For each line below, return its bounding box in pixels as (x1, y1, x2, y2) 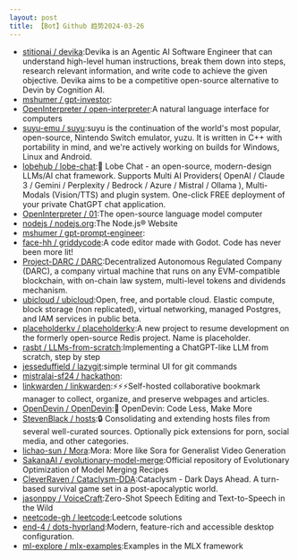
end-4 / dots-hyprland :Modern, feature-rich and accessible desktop (21, 521, 275, 532)
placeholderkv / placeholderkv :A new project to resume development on (21, 322, 290, 333)
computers (21, 113, 63, 124)
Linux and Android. (21, 151, 92, 162)
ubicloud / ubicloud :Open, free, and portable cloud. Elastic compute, (21, 293, 276, 305)
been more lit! (21, 246, 74, 257)
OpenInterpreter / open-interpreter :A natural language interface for (21, 103, 270, 114)
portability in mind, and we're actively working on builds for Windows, (21, 141, 280, 153)
